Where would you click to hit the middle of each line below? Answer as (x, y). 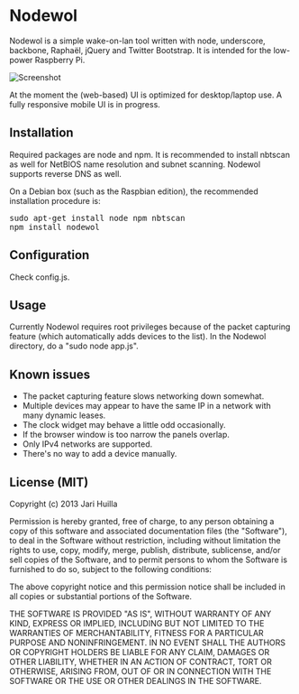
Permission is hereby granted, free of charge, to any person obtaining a (142, 521)
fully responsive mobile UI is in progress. (85, 104)
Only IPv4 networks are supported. (87, 444)
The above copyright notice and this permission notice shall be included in (147, 587)
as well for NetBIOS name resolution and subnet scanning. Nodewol (135, 164)
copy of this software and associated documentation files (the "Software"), (149, 531)
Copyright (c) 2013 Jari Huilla (63, 504)
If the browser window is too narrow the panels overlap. (126, 435)
